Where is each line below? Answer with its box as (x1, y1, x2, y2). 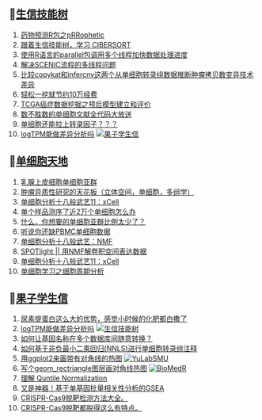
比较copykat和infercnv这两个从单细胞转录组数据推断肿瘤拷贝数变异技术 (20, 70, 254, 79)
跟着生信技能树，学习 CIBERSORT (20, 40, 131, 49)
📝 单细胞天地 (9, 155, 68, 168)
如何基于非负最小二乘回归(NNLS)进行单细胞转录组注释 (20, 344, 198, 353)
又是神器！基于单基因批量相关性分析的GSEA (20, 384, 165, 393)
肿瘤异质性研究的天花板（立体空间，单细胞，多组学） (20, 187, 195, 197)
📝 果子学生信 (9, 292, 68, 305)
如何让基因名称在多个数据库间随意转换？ (20, 334, 153, 343)
